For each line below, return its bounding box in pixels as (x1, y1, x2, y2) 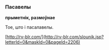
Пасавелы (5, 3, 31, 10)
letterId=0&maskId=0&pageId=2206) (5, 39, 80, 45)
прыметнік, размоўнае (5, 15, 55, 21)
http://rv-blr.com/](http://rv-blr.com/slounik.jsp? (6, 34, 104, 40)
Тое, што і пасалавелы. (5, 24, 54, 30)
